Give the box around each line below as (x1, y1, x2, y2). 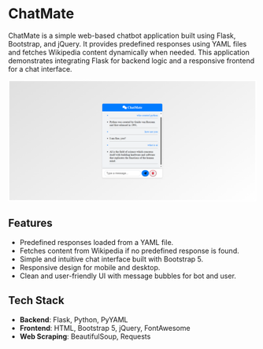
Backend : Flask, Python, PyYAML (19, 314, 128, 324)
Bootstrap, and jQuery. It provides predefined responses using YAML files (8, 39, 247, 48)
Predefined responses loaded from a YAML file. (19, 237, 174, 247)
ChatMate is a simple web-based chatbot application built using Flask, (8, 31, 236, 40)
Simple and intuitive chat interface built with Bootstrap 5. (19, 254, 204, 264)
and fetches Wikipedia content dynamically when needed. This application (8, 47, 250, 57)
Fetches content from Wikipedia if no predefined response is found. (19, 246, 240, 255)
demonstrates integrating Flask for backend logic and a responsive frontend (8, 56, 255, 65)
